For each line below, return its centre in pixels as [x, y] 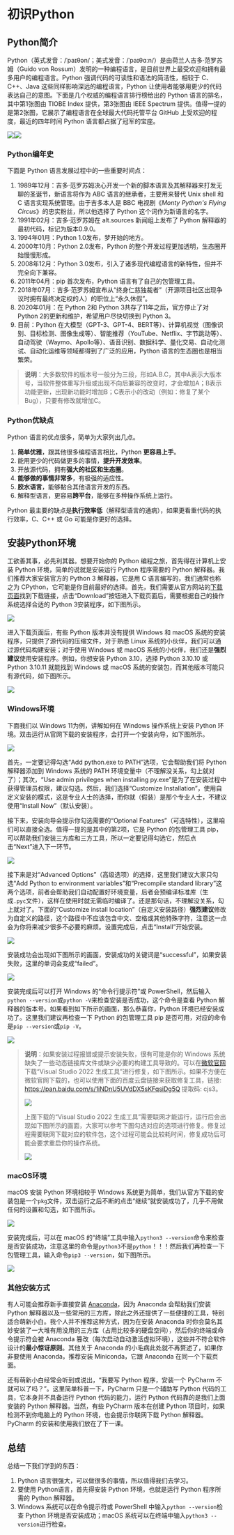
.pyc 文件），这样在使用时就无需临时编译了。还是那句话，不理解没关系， [116, 901]
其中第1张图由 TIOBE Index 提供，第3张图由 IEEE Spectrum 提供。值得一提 [114, 104]
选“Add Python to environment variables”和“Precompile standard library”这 [115, 883]
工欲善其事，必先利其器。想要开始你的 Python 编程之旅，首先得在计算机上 [114, 561]
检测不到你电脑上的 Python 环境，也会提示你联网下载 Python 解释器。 [107, 1415]
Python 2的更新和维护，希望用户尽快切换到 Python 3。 [96, 316]
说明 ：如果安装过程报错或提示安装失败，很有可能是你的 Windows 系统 [125, 1054]
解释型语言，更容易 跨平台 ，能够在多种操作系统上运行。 [96, 495]
